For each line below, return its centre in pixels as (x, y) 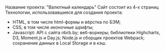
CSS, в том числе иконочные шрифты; (53, 27)
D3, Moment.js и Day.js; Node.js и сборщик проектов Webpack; (79, 38)
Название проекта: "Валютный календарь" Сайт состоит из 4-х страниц (82, 7)
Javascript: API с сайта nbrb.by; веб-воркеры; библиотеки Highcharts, (86, 32)
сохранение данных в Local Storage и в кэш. (59, 43)
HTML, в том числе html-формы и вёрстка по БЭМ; (66, 22)
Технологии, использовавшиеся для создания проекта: (64, 12)
